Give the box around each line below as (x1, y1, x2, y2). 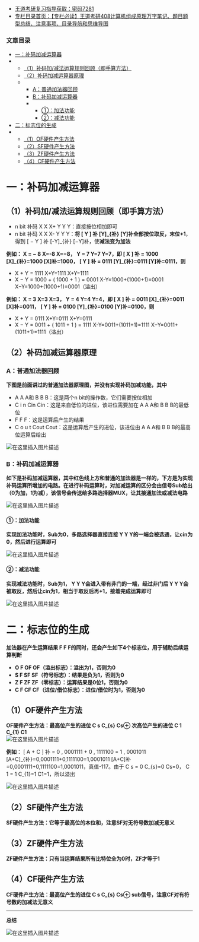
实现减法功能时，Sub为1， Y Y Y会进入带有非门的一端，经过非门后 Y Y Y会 (6, 580, 189, 587)
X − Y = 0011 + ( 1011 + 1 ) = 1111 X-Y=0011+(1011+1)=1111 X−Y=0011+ (14, 321, 179, 328)
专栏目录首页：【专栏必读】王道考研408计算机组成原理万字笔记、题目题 (14, 12, 188, 20)
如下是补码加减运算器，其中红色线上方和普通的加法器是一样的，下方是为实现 (6, 474, 193, 482)
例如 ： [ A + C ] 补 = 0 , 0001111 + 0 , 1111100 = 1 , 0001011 (6, 748, 146, 756)
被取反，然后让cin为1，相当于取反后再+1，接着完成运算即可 (6, 587, 152, 595)
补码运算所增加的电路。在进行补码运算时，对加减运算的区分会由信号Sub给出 (6, 482, 192, 489)
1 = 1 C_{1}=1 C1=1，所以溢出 (6, 770, 75, 778)
